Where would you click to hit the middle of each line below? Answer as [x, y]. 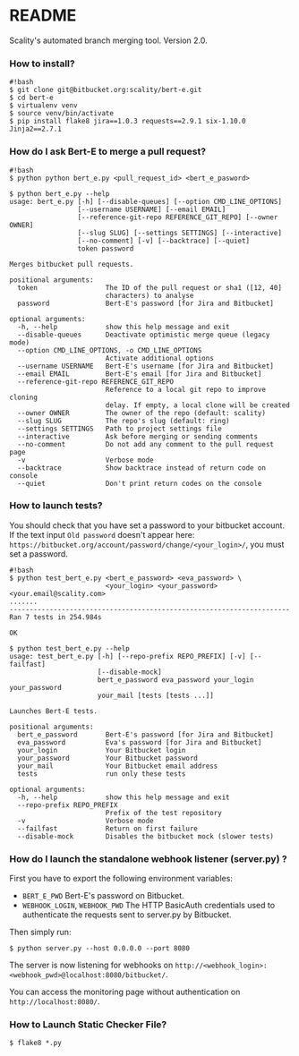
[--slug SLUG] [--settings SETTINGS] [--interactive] [179, 233]
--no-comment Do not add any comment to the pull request [146, 444]
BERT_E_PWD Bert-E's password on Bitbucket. [103, 896]
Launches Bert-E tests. [54, 711]
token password [106, 248]
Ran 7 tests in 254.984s [56, 617]
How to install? [42, 64]
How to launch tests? [56, 506]
